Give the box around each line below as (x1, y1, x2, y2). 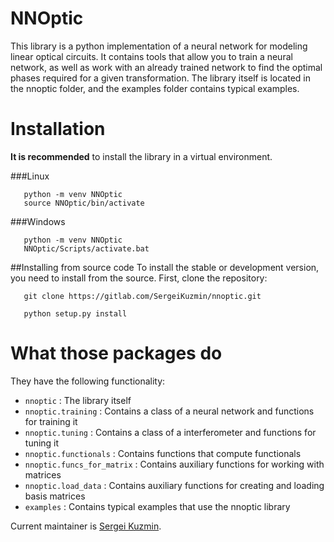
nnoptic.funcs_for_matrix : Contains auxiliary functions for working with (24, 458, 325, 470)
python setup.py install (23, 308, 128, 319)
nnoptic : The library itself (24, 394, 132, 406)
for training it (24, 415, 78, 427)
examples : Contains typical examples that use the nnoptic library (24, 500, 291, 512)
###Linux (10, 170, 50, 182)
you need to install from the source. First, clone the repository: (10, 272, 268, 284)
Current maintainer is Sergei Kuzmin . (10, 520, 162, 532)
